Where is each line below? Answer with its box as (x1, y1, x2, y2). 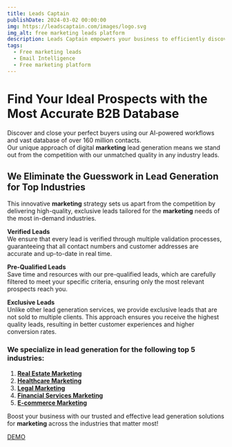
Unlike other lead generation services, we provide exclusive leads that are (7, 306, 217, 314)
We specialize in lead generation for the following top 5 (7, 345, 195, 355)
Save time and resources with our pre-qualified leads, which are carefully (7, 270, 216, 279)
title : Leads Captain (7, 10, 70, 17)
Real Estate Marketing (17, 369, 82, 377)
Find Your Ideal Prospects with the (7, 91, 208, 107)
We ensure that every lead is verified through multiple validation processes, (7, 235, 222, 244)
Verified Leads (7, 228, 50, 236)
